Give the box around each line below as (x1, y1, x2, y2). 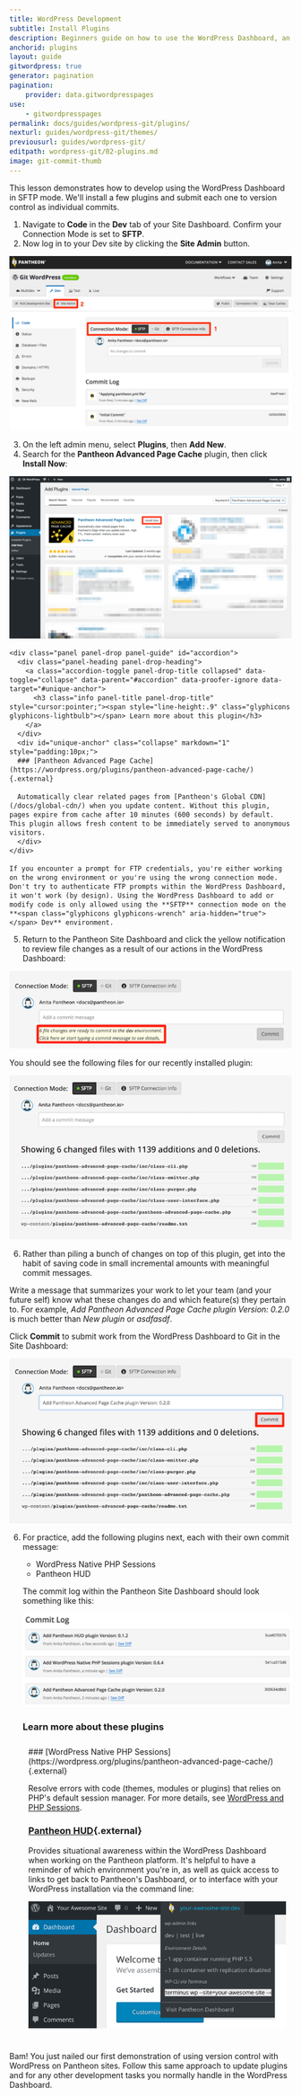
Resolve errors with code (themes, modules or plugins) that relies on (28, 1783, 281, 1794)
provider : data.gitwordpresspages (25, 90, 154, 99)
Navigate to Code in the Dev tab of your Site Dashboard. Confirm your (21, 218, 282, 229)
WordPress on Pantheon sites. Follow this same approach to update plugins (9, 2060, 288, 2071)
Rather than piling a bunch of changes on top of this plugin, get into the (21, 1249, 286, 1260)
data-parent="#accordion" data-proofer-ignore (81, 676, 258, 685)
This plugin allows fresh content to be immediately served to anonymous (9, 819, 291, 828)
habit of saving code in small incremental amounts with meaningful (21, 1258, 270, 1269)
